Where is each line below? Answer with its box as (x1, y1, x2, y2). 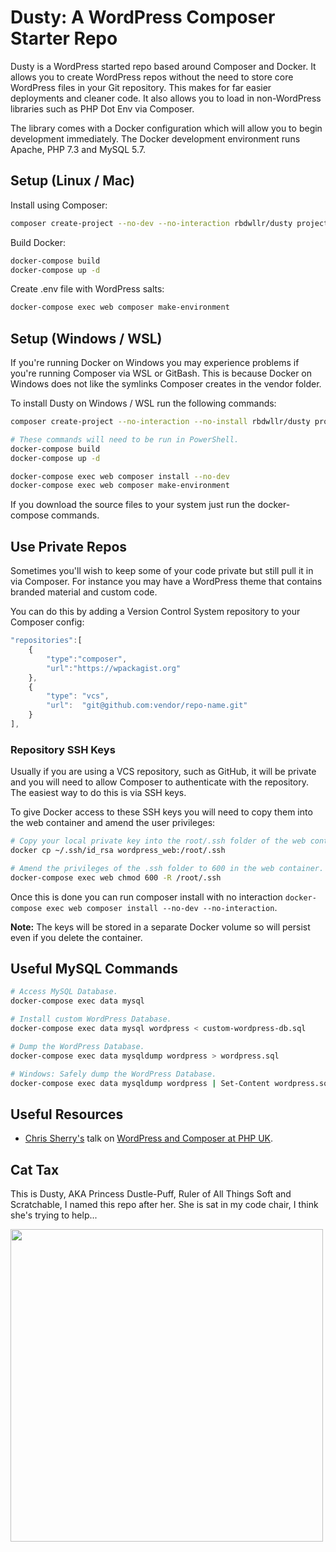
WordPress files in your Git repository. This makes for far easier (10, 81, 272, 93)
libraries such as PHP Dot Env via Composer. (10, 102, 195, 115)
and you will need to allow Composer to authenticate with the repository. (10, 776, 309, 788)
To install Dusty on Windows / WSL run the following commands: (10, 397, 277, 410)
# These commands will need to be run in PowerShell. (10, 434, 240, 445)
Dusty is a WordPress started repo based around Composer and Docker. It (10, 60, 317, 72)
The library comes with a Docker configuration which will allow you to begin (10, 122, 323, 134)
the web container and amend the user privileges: (10, 817, 216, 829)
